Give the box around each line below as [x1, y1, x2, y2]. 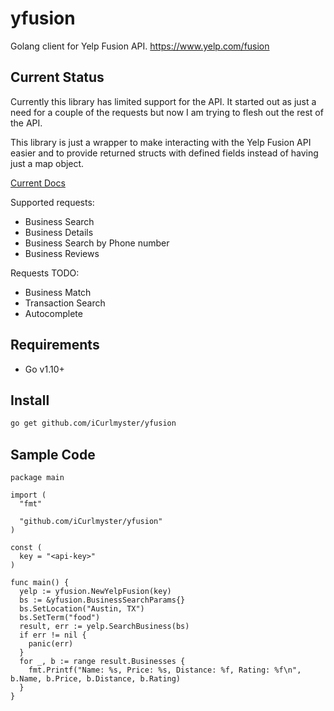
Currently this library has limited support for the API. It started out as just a [10, 95, 317, 107]
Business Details [24, 226, 94, 238]
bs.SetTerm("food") [19, 613, 101, 623]
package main [10, 473, 65, 483]
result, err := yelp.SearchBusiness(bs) [19, 622, 190, 632]
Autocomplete [24, 307, 83, 319]
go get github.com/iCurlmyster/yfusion [10, 418, 177, 429]
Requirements [10, 337, 100, 354]
